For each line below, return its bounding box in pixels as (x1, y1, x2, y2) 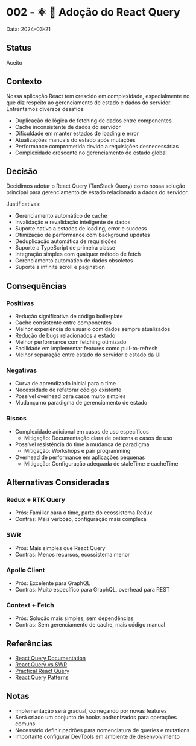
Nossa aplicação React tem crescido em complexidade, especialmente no (6, 92, 190, 100)
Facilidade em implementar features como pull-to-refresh (14, 345, 158, 352)
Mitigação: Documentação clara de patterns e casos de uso (24, 434, 173, 441)
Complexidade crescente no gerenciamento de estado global (14, 149, 167, 156)
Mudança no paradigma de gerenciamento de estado (14, 399, 148, 406)
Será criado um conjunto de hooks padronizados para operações (14, 713, 177, 721)
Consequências (6, 280, 67, 291)
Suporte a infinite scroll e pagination (14, 264, 106, 271)
